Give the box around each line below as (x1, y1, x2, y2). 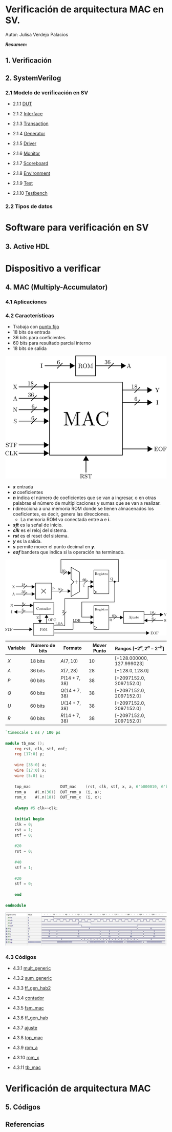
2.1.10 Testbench (12, 190, 48, 196)
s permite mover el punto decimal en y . (12, 543, 96, 549)
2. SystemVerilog (5, 73, 61, 83)
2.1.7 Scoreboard (12, 160, 49, 167)
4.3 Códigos (5, 954, 37, 961)
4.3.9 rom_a (12, 1044, 38, 1051)
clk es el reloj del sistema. (12, 527, 68, 533)
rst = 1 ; (14, 827, 33, 832)
